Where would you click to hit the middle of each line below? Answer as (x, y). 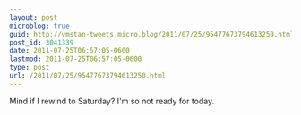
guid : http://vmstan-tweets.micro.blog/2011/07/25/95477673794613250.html (152, 34)
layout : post (34, 17)
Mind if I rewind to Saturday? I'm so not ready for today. (112, 101)
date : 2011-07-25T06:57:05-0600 (69, 51)
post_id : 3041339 (42, 42)
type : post (30, 68)
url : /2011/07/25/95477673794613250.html (88, 76)
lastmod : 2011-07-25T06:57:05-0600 (76, 59)
